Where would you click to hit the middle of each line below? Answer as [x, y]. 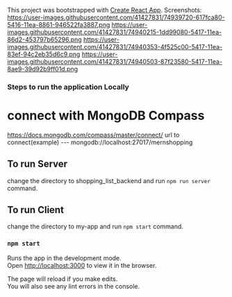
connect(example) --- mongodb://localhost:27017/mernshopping [100, 142]
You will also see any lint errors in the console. [74, 286]
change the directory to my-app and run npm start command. [96, 227]
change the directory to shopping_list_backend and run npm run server [109, 180]
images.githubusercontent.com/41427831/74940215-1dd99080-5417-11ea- [115, 32]
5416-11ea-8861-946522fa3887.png [59, 25]
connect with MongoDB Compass [106, 116]
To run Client [36, 210]
